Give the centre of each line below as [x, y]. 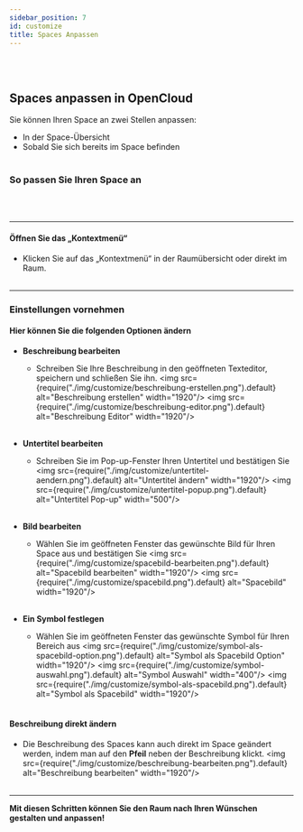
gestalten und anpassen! [57, 818]
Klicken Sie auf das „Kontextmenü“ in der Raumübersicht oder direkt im [155, 258]
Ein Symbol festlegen [63, 618]
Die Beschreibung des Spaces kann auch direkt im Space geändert [147, 744]
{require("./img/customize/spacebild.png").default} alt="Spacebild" [161, 582]
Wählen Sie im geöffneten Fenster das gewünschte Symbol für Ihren [163, 636]
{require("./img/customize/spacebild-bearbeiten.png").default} [152, 563]
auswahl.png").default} [79, 674]
